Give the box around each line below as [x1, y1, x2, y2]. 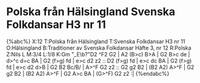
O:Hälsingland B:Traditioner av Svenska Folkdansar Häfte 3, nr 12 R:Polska [6, 44, 192, 51]
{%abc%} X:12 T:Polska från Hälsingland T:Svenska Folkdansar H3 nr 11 [6, 38, 185, 45]
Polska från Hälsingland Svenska [6, 5, 176, 19]
